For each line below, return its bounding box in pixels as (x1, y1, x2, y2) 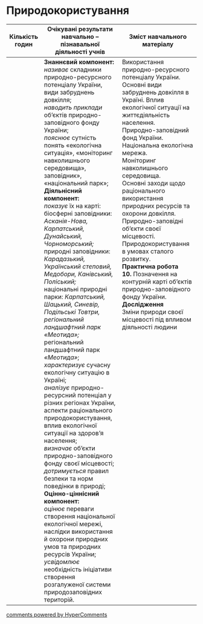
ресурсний (43, 391, 77, 399)
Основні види (121, 80, 162, 88)
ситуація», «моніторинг (43, 148, 113, 157)
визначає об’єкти (43, 443, 95, 452)
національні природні (43, 285, 108, 293)
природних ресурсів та (121, 201, 190, 210)
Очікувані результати (47, 25, 113, 33)
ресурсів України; (43, 549, 97, 558)
